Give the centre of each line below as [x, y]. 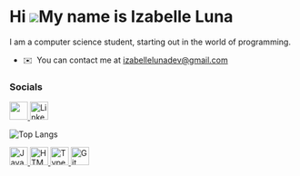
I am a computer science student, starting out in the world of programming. [150, 42]
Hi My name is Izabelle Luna [121, 17]
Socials [26, 86]
